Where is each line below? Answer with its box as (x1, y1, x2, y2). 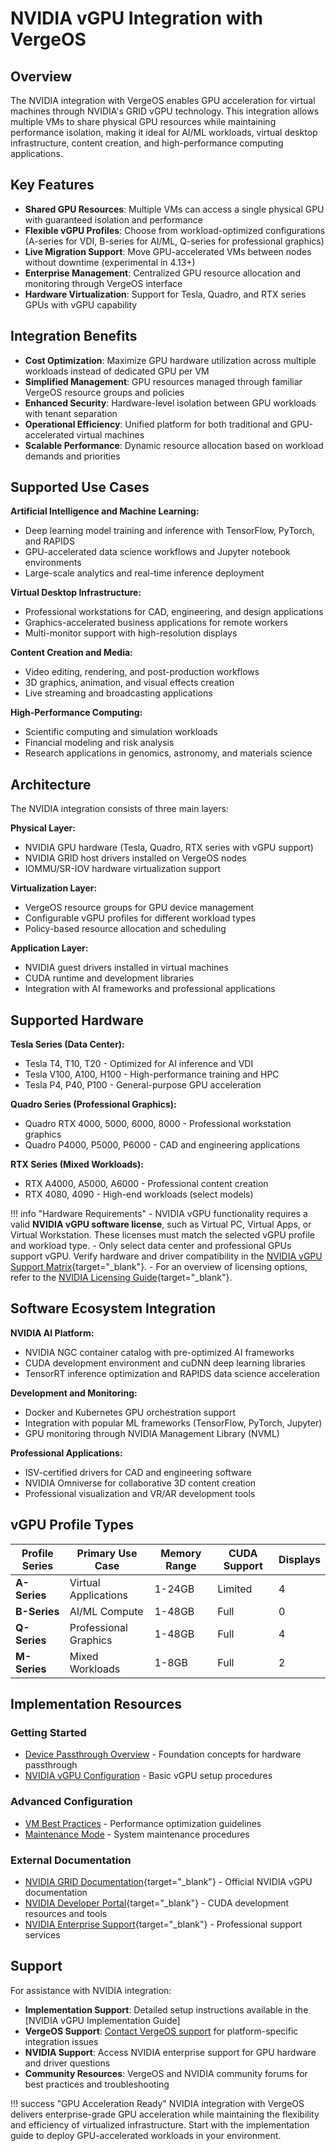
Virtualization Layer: (10, 882, 98, 894)
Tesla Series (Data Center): (10, 1038, 125, 1051)
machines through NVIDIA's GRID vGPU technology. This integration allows (10, 105, 320, 117)
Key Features (10, 177, 95, 194)
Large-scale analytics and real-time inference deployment (24, 567, 265, 579)
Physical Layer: (10, 822, 76, 834)
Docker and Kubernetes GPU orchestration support (24, 1406, 237, 1418)
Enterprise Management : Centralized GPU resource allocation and (24, 267, 301, 279)
